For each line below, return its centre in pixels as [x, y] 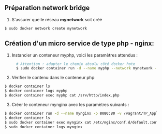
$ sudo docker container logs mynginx [44, 127]
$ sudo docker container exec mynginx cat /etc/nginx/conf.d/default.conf [81, 122]
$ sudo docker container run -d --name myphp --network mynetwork [84, 68]
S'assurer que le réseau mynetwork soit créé [57, 19]
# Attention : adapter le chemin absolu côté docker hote [76, 64]
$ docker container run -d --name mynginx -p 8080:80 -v [63, 113]
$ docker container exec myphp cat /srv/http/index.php [62, 95]
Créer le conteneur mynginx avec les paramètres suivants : [70, 104]
